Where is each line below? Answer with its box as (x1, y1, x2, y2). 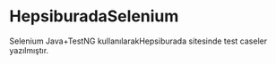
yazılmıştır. (9, 44, 49, 55)
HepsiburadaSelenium (9, 6, 179, 27)
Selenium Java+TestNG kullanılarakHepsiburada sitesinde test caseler (9, 36, 267, 46)
